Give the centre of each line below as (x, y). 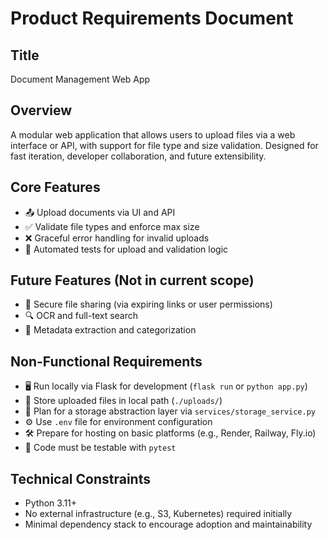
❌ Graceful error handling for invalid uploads (117, 238)
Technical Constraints (80, 478)
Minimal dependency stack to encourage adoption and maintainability (168, 524)
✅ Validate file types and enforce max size (112, 226)
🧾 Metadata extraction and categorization (110, 330)
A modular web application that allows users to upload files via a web (153, 134)
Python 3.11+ (51, 503)
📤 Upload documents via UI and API (100, 212)
